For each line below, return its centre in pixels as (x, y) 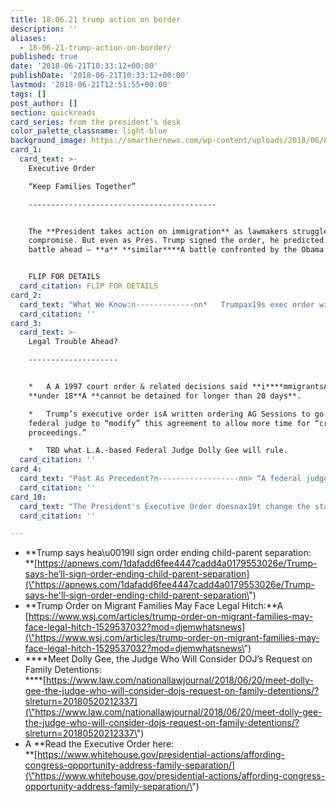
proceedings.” (57, 432)
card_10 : (28, 497)
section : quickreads (53, 112)
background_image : (48, 141)
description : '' (44, 29)
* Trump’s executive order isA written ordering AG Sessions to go (176, 414)
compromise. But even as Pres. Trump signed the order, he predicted (176, 241)
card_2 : (26, 295)
